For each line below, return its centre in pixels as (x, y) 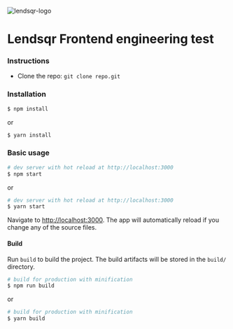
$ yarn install (29, 135)
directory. (21, 267)
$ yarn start (26, 206)
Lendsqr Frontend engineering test (111, 39)
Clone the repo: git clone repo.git (69, 76)
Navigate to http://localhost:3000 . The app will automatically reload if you (113, 220)
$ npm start (24, 174)
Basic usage (29, 153)
